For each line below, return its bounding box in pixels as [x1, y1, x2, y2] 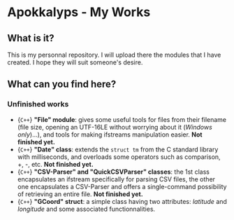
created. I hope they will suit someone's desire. [7, 58, 143, 67]
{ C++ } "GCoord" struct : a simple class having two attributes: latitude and [17, 197, 227, 205]
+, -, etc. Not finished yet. [17, 160, 94, 168]
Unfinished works [7, 99, 69, 109]
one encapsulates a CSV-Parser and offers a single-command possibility [17, 182, 227, 191]
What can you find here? [7, 78, 117, 90]
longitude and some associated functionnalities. [17, 205, 156, 213]
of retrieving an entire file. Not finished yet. [17, 190, 143, 198]
